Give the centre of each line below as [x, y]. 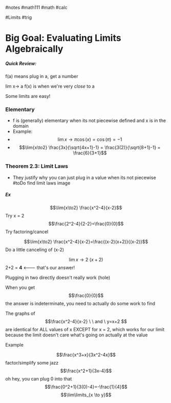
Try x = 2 [15, 215]
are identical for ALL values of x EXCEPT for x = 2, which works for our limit [85, 329]
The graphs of [20, 313]
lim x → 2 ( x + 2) [86, 259]
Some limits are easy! [28, 96]
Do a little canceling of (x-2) [35, 249]
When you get [20, 287]
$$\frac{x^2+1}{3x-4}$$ [86, 371]
